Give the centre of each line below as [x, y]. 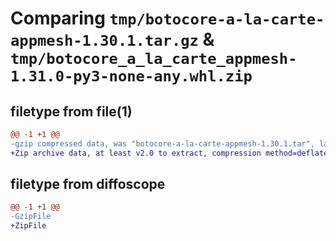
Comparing [58, 18]
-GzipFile [31, 217]
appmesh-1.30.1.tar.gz [104, 41]
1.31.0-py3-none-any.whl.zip [131, 76]
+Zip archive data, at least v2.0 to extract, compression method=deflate [169, 153]
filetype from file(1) [71, 111]
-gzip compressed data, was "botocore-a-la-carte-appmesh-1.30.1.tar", [162, 143]
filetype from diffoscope [88, 184]
